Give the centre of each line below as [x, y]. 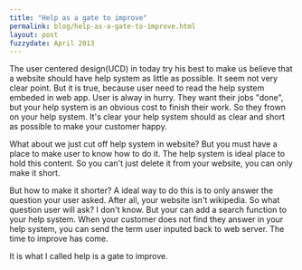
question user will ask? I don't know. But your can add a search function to [148, 210]
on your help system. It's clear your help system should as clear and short [147, 117]
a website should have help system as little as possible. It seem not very [144, 79]
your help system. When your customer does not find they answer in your [146, 219]
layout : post [34, 34]
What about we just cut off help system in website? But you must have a [143, 144]
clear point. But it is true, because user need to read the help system [137, 88]
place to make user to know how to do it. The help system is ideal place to [147, 154]
